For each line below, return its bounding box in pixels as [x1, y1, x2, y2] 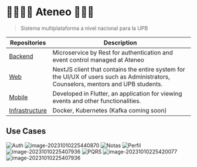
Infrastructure [9, 106, 47, 114]
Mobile [9, 93, 28, 101]
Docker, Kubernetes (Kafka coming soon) [52, 106, 167, 114]
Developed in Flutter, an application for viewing [52, 89, 182, 97]
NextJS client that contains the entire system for [52, 65, 185, 73]
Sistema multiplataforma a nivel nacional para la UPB [20, 25, 148, 32]
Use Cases [6, 126, 46, 137]
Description [103, 38, 137, 46]
